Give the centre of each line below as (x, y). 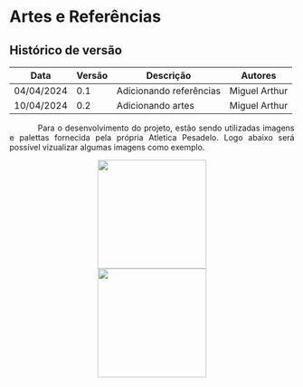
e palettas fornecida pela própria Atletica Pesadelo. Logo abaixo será (152, 137)
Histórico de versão (66, 50)
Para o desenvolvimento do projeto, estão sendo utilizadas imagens (166, 128)
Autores (259, 76)
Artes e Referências (85, 17)
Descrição (169, 76)
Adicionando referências (169, 91)
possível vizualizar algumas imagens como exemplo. (107, 147)
